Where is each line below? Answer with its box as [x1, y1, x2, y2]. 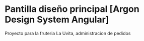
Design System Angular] [5, 14, 109, 25]
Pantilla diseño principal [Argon [5, 3, 139, 15]
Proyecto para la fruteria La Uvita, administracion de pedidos [5, 30, 131, 36]
